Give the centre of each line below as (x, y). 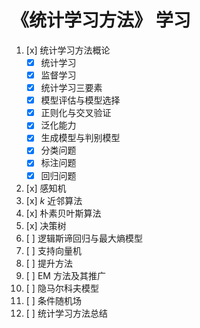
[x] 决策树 (46, 225)
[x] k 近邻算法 (54, 200)
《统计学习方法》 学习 (101, 20)
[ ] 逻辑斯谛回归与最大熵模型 (84, 238)
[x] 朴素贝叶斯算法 (63, 213)
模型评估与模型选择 (80, 100)
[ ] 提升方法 (49, 263)
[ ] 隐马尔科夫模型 (62, 288)
